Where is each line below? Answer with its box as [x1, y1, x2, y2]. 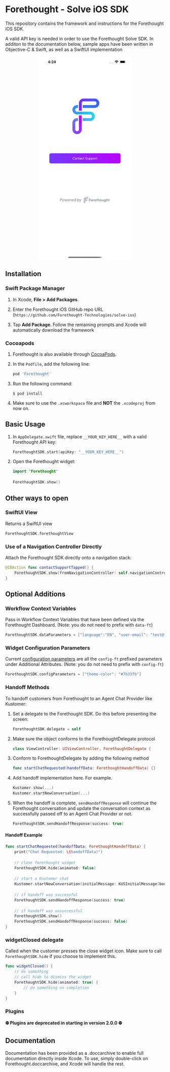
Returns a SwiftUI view [5, 521, 53, 527]
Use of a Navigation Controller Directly [5, 543, 102, 550]
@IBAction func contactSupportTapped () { [5, 565, 94, 570]
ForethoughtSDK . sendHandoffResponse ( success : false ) [14, 919, 128, 924]
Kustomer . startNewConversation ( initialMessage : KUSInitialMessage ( [14, 882, 159, 887]
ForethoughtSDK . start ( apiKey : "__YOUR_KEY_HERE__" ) [12, 449, 124, 454]
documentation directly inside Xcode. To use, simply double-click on [5, 1055, 148, 1061]
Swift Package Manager [5, 285, 65, 292]
